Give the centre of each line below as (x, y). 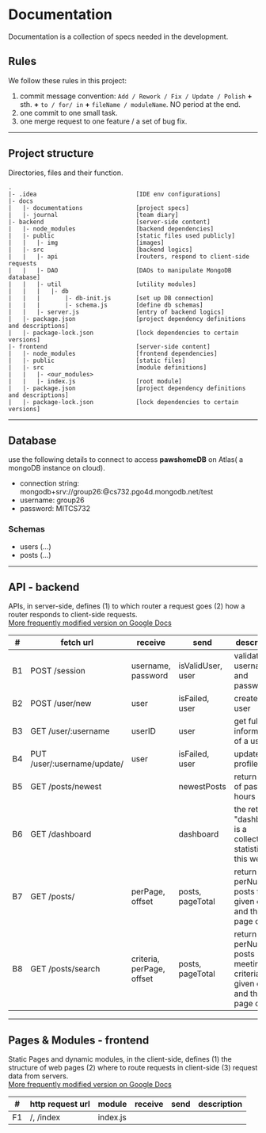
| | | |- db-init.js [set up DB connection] (111, 298)
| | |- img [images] (86, 242)
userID (144, 731)
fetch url (77, 643)
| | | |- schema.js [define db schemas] (106, 305)
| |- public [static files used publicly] (122, 235)
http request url (60, 1104)
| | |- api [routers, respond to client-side (129, 256)
